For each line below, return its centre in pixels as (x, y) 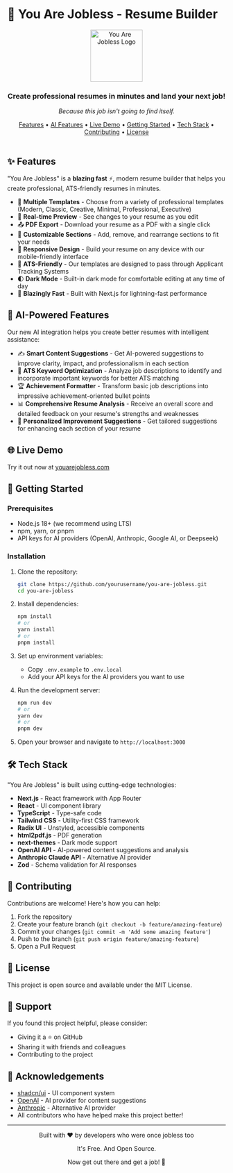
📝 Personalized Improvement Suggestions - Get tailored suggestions (117, 421)
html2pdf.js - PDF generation (60, 835)
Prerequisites (30, 508)
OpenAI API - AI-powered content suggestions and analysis (103, 849)
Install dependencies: (48, 604)
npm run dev (34, 703)
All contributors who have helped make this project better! (100, 1115)
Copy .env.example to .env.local (75, 669)
